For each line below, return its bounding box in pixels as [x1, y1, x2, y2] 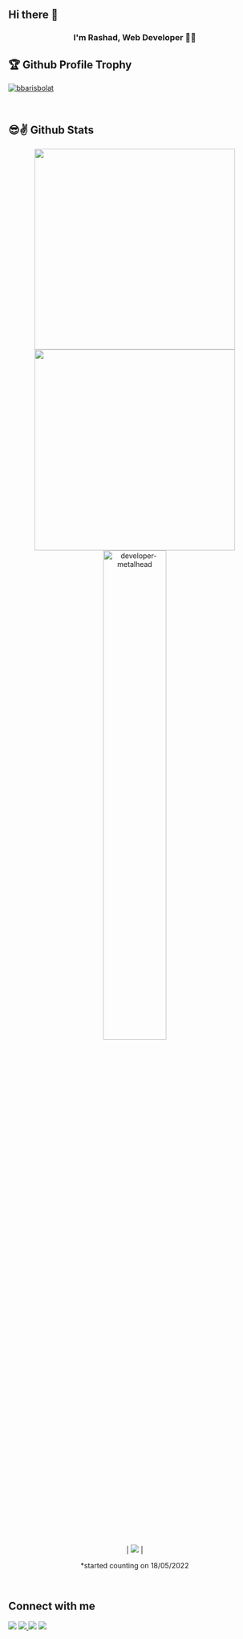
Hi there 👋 [8, 8, 59, 22]
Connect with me [8, 1600, 96, 1613]
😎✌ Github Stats [8, 123, 95, 137]
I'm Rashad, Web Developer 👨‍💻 [73, 32, 196, 43]
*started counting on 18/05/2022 [80, 1560, 189, 1570]
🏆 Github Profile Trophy [8, 58, 132, 71]
